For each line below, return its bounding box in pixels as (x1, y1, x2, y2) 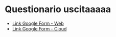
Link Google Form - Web (12, 20, 64, 26)
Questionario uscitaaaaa (5, 4, 111, 15)
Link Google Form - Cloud (12, 25, 67, 31)
